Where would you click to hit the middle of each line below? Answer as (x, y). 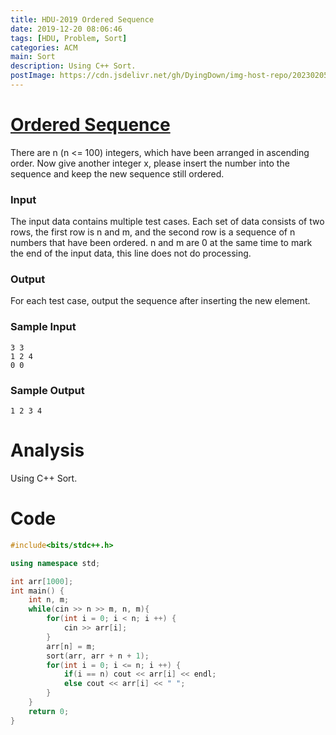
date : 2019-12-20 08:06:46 (66, 29)
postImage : (33, 76)
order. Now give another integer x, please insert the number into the (150, 163)
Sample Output (47, 390)
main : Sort (33, 57)
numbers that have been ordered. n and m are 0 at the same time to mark (161, 243)
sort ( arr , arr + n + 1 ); (98, 656)
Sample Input (43, 327)
